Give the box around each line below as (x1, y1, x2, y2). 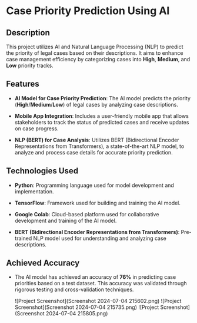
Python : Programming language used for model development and (14, 182, 175, 189)
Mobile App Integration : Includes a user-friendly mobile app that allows (14, 112, 189, 119)
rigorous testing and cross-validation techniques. (14, 286, 134, 293)
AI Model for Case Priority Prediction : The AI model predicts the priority (14, 94, 191, 101)
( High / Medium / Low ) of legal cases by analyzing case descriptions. (14, 101, 178, 108)
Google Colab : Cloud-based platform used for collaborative (14, 210, 159, 217)
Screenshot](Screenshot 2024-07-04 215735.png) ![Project (14, 304, 159, 311)
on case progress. (14, 125, 59, 132)
